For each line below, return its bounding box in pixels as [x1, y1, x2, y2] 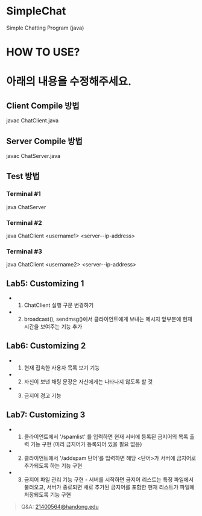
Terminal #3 [6, 247, 42, 256]
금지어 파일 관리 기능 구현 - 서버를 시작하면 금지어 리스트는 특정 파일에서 [24, 476, 194, 483]
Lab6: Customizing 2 [6, 341, 86, 351]
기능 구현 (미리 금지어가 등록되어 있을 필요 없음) [30, 440, 142, 447]
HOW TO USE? [6, 45, 80, 59]
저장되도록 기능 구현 [24, 491, 71, 498]
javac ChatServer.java [6, 152, 61, 159]
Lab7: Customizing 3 [6, 410, 86, 420]
